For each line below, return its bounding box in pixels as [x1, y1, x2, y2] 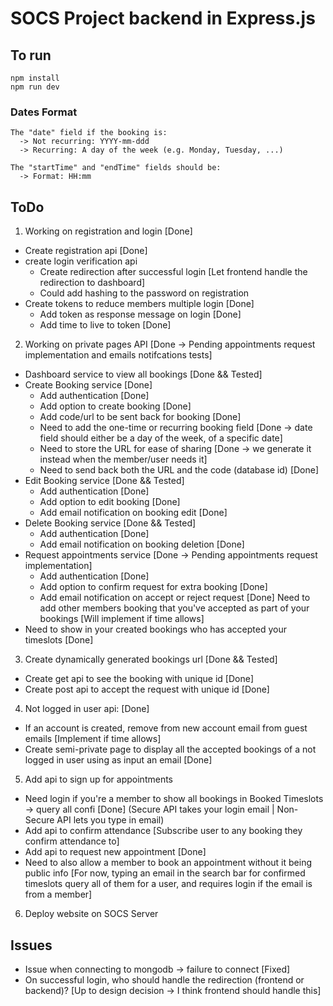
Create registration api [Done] [24, 245, 148, 257]
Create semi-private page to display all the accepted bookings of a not [24, 743, 317, 756]
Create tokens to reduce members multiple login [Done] [24, 298, 255, 310]
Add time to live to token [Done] [39, 319, 172, 331]
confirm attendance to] [24, 835, 120, 847]
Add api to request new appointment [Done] [24, 846, 207, 858]
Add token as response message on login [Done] [39, 308, 242, 321]
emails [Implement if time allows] [24, 733, 162, 745]
